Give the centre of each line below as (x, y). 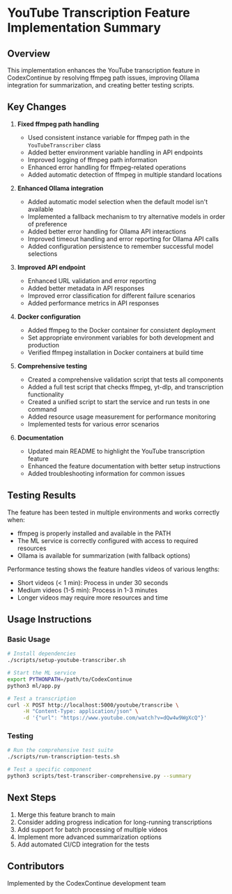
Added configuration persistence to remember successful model (121, 246)
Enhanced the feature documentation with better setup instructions (124, 466)
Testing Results (42, 495)
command (42, 409)
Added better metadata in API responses (86, 288)
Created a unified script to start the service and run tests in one (119, 402)
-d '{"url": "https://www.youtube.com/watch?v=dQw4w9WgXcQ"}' (115, 718)
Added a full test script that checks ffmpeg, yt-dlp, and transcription (126, 387)
